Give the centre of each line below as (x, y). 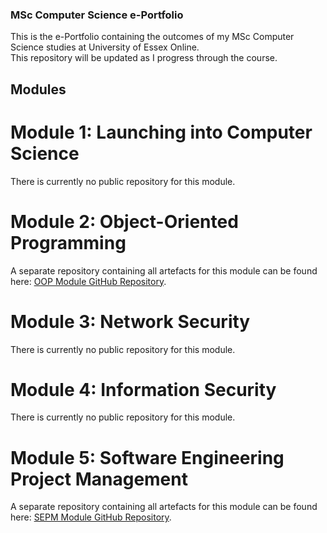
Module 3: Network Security (130, 321)
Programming (68, 242)
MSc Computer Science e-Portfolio (97, 15)
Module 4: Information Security (143, 389)
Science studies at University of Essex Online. (105, 47)
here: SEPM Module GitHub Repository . (91, 517)
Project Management (99, 479)
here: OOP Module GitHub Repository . (88, 281)
